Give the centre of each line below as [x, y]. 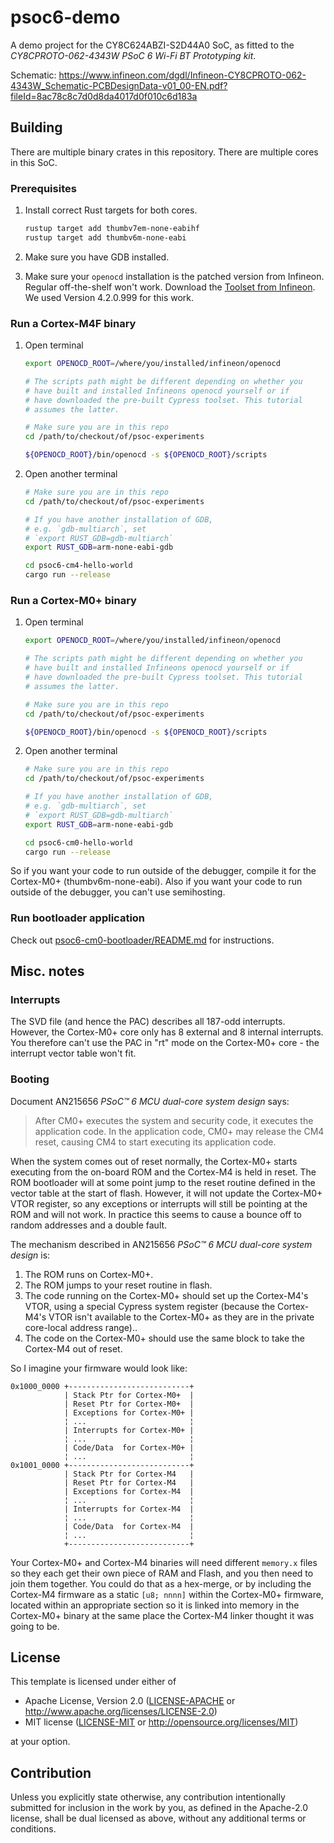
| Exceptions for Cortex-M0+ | [129, 1412]
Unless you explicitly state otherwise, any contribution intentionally [148, 1797]
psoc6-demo [65, 17]
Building [36, 127]
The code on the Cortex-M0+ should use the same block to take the [165, 1338]
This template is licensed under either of [93, 1682]
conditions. [33, 1829]
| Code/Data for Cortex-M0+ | [129, 1447]
